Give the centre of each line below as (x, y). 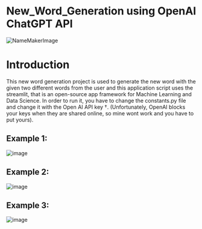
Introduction (38, 65)
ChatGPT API (40, 24)
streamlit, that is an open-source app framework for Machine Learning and (99, 94)
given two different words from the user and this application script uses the (100, 88)
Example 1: (27, 139)
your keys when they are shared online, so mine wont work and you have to (100, 113)
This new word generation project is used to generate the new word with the (101, 81)
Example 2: (28, 172)
